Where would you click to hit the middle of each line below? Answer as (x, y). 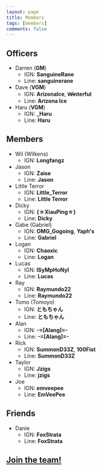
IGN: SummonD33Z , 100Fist (60, 349)
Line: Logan (39, 257)
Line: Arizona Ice (46, 101)
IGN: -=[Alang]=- (46, 330)
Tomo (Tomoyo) (35, 302)
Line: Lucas (39, 276)
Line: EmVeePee (44, 394)
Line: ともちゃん (44, 316)
